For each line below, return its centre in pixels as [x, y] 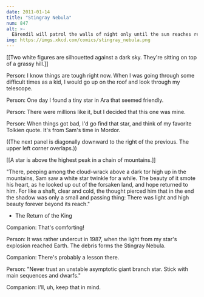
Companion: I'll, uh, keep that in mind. [54, 287]
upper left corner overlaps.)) [42, 148]
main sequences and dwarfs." [43, 275]
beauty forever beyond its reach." [48, 204]
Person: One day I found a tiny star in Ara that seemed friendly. [85, 100]
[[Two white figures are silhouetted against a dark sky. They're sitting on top [102, 57]
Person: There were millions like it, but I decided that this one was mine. [96, 112]
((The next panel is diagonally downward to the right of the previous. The [98, 142]
